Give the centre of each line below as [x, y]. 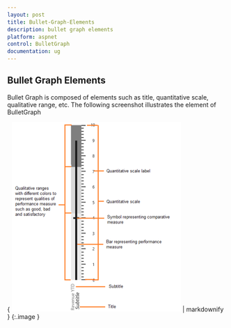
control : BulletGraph [39, 44]
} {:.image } [24, 316]
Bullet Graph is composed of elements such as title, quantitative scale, [108, 97]
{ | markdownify [115, 309]
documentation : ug [34, 52]
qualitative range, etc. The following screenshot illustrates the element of [112, 104]
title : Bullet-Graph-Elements [51, 22]
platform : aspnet [32, 37]
